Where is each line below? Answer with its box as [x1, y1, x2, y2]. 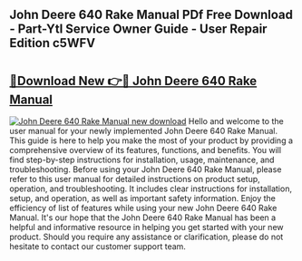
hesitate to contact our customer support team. [9, 241, 186, 252]
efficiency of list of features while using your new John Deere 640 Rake [9, 203, 278, 213]
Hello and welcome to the [188, 116, 284, 126]
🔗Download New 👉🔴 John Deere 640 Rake [9, 72, 258, 89]
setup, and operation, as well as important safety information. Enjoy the [9, 193, 277, 203]
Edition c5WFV [9, 35, 96, 51]
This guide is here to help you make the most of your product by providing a [9, 135, 293, 146]
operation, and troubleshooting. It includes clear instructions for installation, [9, 183, 293, 194]
